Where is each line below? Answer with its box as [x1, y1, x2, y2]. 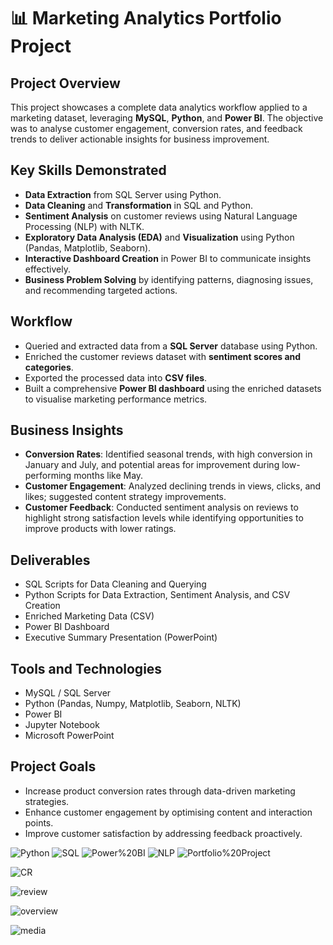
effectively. [24, 263, 71, 275]
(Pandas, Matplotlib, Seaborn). [24, 241, 152, 254]
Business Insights [10, 422, 124, 439]
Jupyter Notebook [24, 719, 100, 731]
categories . [24, 361, 74, 373]
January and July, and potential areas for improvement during [24, 459, 280, 471]
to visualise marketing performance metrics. [24, 393, 208, 405]
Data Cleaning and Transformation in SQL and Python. [24, 199, 253, 211]
